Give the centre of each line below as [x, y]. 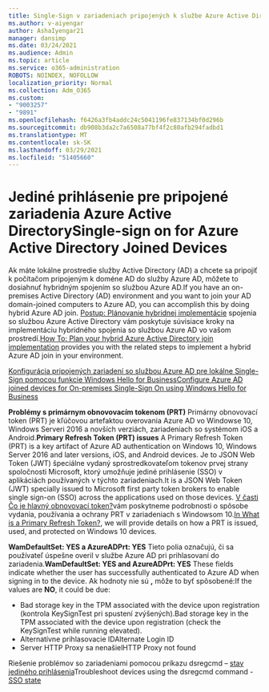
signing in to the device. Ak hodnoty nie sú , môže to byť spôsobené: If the [130, 581]
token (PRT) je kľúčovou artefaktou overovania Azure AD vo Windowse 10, [130, 421]
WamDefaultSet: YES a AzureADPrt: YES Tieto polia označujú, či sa [121, 547]
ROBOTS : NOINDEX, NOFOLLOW [53, 75]
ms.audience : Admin [41, 53]
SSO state [25, 680]
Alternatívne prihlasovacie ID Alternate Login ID [97, 639]
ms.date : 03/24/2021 [43, 46]
